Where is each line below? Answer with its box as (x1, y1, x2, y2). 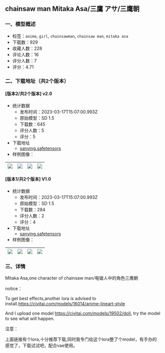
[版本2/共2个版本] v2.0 (5, 91, 52, 97)
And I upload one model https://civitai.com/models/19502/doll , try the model (5, 310, 161, 316)
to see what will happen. (5, 316, 55, 322)
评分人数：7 (12, 57, 37, 63)
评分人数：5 (19, 127, 44, 133)
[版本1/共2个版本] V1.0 (5, 176, 51, 182)
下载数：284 (19, 207, 45, 213)
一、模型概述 (5, 21, 36, 28)
